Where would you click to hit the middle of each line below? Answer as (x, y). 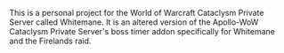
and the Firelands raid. (50, 41)
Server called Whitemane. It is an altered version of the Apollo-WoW (134, 22)
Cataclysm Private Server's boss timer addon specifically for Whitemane (142, 31)
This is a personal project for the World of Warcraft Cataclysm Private (137, 13)
